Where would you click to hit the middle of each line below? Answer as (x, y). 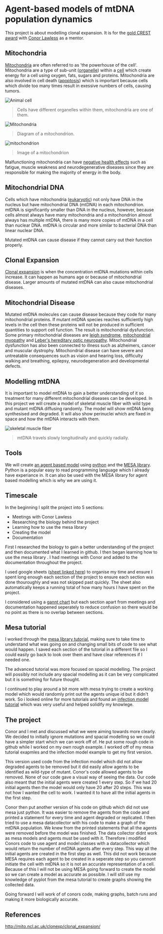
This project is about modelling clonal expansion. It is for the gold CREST (78, 33)
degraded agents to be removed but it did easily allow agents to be (72, 767)
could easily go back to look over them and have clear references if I (74, 655)
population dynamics (49, 19)
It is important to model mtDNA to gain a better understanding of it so (74, 393)
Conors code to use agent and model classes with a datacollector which (77, 844)
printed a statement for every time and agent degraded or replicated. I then (80, 818)
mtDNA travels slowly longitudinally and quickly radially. (73, 438)
